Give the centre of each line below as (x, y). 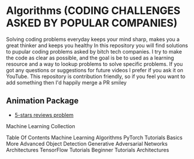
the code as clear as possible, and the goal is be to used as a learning (90, 58)
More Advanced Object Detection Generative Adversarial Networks (87, 143)
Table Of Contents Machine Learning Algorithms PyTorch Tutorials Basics (94, 137)
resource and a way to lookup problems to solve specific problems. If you (94, 64)
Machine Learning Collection (41, 126)
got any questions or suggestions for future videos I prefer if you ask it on (95, 70)
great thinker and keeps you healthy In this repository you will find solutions (97, 45)
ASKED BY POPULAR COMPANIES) (92, 23)
